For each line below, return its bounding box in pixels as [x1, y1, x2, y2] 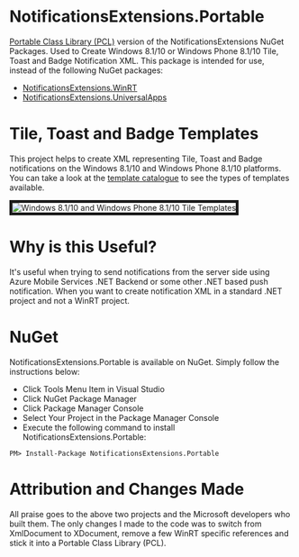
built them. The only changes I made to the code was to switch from [9, 518, 262, 529]
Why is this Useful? [9, 237, 158, 258]
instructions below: [9, 366, 80, 377]
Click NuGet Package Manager [22, 393, 138, 404]
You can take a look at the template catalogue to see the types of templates [9, 172, 290, 183]
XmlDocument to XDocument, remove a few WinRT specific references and [9, 527, 289, 538]
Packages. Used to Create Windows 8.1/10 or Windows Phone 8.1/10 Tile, [9, 45, 279, 56]
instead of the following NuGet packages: [9, 65, 164, 76]
